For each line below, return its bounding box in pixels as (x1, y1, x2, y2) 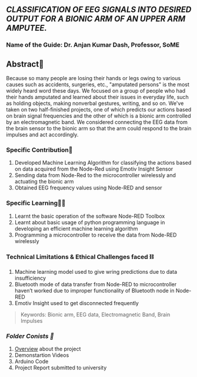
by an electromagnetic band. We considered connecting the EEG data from (6, 119, 188, 126)
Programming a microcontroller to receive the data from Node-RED (14, 231, 177, 238)
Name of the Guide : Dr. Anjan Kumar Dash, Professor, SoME (6, 41, 180, 49)
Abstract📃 (6, 59, 44, 69)
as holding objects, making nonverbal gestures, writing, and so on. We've (6, 100, 184, 107)
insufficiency (14, 274, 46, 282)
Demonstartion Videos (14, 352, 69, 359)
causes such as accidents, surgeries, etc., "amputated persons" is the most (6, 81, 189, 88)
